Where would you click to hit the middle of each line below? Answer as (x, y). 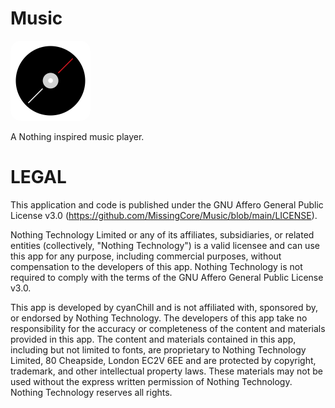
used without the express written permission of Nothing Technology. (151, 381)
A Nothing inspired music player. (77, 136)
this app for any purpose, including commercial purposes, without (146, 256)
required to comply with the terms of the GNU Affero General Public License (167, 277)
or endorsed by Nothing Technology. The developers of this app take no (159, 318)
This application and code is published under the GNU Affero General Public (167, 204)
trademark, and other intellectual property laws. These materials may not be (166, 371)
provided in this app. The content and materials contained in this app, (153, 339)
